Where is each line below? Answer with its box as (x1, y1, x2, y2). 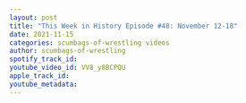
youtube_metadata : (9, 80, 78, 89)
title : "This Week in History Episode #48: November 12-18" (9, 21, 239, 30)
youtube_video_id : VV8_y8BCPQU (9, 64, 126, 73)
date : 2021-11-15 (9, 30, 74, 39)
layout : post (9, 13, 58, 22)
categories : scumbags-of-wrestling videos (9, 38, 170, 47)
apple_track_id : (9, 72, 70, 81)
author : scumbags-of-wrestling (9, 47, 126, 56)
